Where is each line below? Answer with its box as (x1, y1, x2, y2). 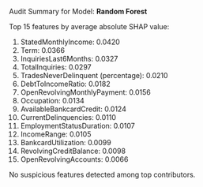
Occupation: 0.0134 (20, 96, 85, 105)
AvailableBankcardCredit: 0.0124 (20, 104, 127, 114)
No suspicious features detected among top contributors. (9, 170, 196, 179)
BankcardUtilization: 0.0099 (20, 138, 111, 147)
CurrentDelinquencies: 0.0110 (20, 113, 117, 122)
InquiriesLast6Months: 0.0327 (20, 54, 118, 63)
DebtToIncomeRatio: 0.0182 (20, 79, 111, 88)
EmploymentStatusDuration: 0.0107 (20, 122, 135, 130)
